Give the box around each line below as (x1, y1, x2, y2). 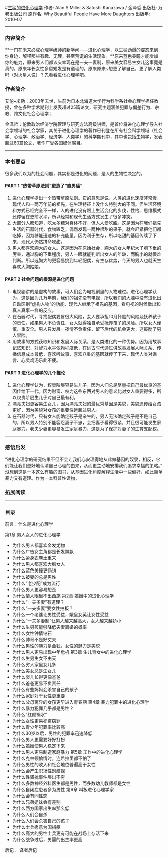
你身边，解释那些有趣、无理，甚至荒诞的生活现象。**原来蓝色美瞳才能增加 (5, 53, 159, 59)
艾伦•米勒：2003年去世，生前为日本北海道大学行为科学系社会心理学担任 (5, 98, 154, 104)
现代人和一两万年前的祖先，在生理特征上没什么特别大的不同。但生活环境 (12, 201, 161, 207)
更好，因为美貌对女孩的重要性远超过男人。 (12, 407, 100, 413)
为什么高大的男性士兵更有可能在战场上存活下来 (12, 830, 109, 836)
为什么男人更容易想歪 (12, 587, 56, 593)
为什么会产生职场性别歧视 (12, 768, 65, 774)
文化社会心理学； (18, 110, 53, 116)
